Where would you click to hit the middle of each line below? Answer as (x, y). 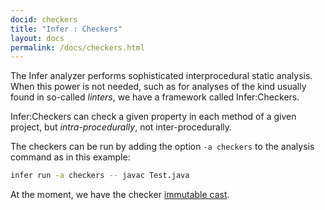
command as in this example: (70, 157)
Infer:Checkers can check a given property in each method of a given (153, 117)
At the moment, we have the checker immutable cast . (120, 195)
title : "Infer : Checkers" (66, 29)
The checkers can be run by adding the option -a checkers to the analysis (162, 147)
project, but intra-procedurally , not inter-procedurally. (121, 127)
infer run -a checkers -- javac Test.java (100, 176)
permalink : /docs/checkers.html (77, 47)
